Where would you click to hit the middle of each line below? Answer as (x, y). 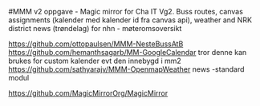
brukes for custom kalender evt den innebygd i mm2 (95, 61)
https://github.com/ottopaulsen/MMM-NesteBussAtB (96, 44)
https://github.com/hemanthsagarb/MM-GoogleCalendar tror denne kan (128, 52)
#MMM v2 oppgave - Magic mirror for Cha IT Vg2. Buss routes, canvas (126, 12)
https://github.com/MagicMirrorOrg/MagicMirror (88, 93)
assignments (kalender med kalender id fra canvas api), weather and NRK (130, 20)
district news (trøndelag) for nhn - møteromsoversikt (95, 28)
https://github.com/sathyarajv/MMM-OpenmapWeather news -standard (126, 69)
